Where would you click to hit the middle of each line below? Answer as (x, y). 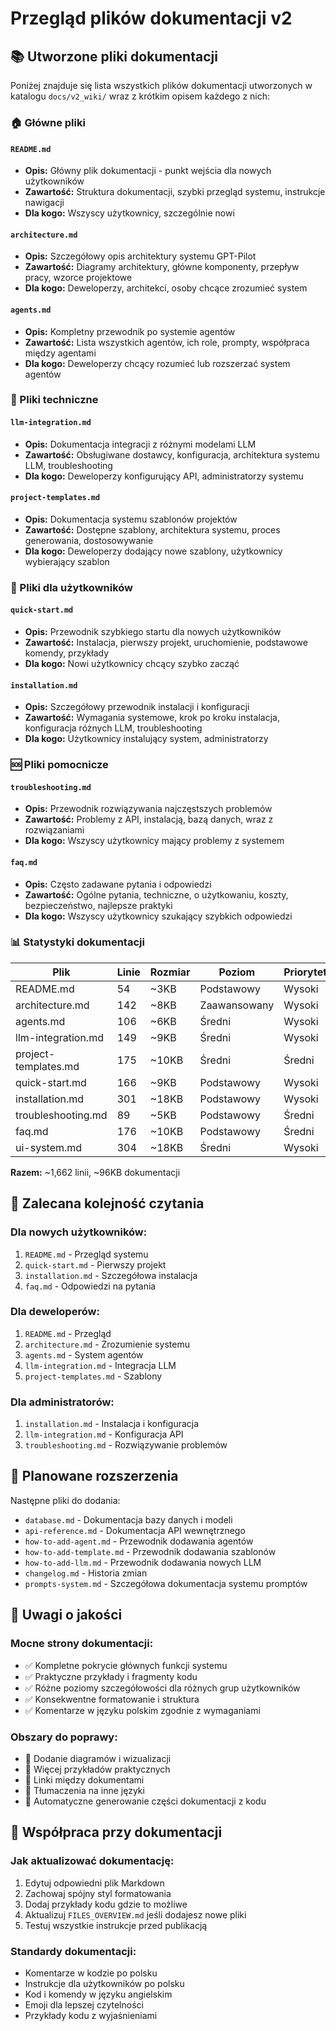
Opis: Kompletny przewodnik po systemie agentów (130, 331)
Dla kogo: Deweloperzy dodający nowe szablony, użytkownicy (153, 551)
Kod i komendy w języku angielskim (98, 1994)
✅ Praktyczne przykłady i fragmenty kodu (111, 1676)
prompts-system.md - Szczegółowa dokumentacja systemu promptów (166, 1583)
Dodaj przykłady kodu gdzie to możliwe (106, 1904)
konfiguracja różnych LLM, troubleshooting (113, 728)
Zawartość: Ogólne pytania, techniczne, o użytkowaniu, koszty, (156, 894)
